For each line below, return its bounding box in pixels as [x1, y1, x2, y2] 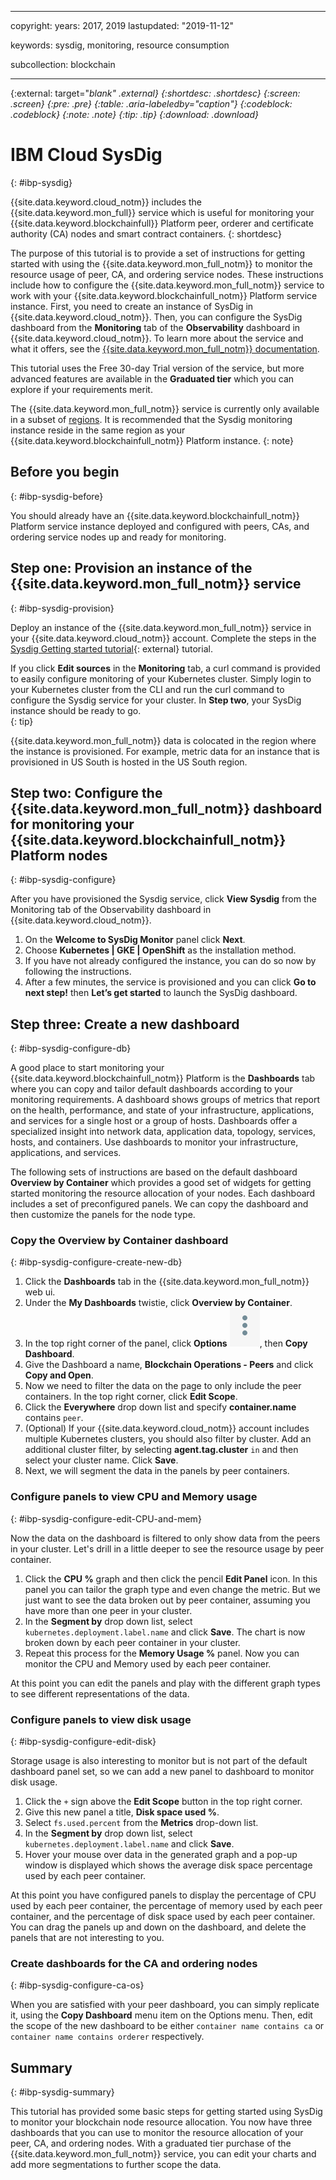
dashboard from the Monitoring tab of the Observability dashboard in [10, 321, 301, 333]
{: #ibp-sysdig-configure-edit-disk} [10, 1736, 157, 1748]
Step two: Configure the [10, 784, 163, 801]
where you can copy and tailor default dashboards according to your [10, 1083, 293, 1095]
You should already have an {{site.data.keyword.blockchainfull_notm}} [10, 509, 300, 521]
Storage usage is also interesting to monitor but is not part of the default [10, 1755, 308, 1767]
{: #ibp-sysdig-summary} [10, 2086, 115, 2098]
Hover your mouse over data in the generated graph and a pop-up [24, 1849, 298, 1861]
